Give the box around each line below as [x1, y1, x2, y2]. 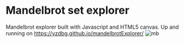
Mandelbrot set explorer [5, 4, 129, 17]
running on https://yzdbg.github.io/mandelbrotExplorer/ [5, 29, 144, 36]
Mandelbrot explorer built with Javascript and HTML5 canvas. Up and [5, 23, 179, 30]
